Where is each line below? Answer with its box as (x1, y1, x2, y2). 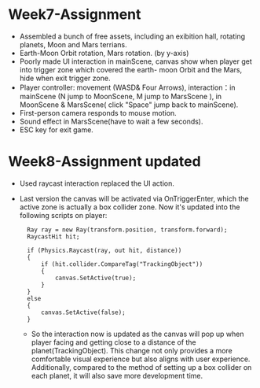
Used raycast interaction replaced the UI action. (19, 179, 174, 188)
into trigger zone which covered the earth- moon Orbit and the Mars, (19, 65, 242, 74)
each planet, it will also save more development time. (31, 371, 203, 380)
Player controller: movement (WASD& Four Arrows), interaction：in (19, 83, 236, 92)
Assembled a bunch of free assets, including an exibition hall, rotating (19, 31, 246, 41)
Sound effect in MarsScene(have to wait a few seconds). (19, 116, 203, 126)
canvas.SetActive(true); (54, 274, 137, 282)
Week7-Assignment (8, 6, 141, 24)
